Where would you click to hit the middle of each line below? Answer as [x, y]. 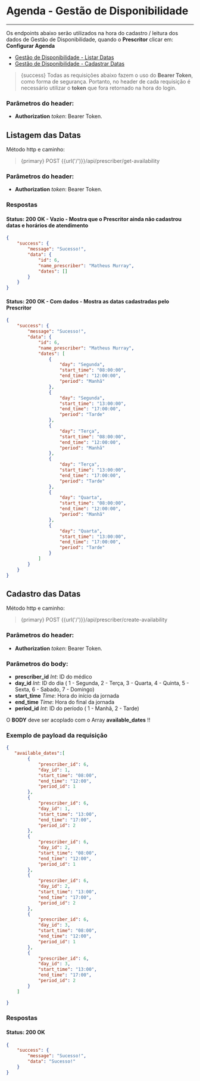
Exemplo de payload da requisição [57, 735]
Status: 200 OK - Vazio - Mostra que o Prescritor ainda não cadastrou [94, 219]
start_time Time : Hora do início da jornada [67, 695]
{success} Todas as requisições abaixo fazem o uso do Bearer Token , [107, 75]
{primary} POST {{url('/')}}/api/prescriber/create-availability [94, 620]
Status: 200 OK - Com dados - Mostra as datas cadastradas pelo [88, 301]
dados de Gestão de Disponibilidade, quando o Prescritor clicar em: [90, 39]
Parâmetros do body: [37, 664]
